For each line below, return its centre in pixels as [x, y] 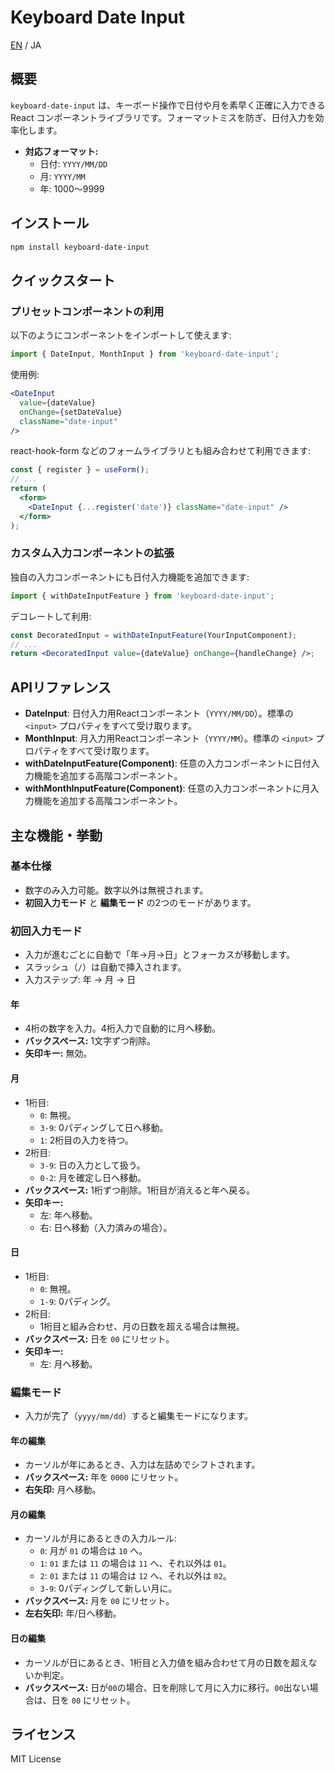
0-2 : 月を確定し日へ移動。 [93, 1177]
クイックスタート [63, 280]
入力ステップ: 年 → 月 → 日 [80, 980]
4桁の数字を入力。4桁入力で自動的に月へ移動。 [122, 1028]
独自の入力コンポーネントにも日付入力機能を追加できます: [130, 577]
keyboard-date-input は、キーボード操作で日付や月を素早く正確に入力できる [168, 105]
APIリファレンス [61, 687]
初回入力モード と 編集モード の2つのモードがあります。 [140, 902]
